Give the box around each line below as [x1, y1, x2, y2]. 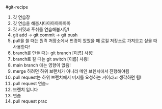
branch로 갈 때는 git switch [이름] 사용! [12, 56, 89, 62]
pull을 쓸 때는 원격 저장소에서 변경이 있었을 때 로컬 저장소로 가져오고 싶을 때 [12, 38, 158, 44]
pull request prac [12, 98, 48, 104]
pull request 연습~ [12, 81, 49, 86]
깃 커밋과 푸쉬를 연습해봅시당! [12, 26, 70, 32]
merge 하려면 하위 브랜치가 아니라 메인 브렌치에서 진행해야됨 [12, 68, 130, 74]
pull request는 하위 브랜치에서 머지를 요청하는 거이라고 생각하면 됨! [12, 74, 142, 80]
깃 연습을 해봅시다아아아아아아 [12, 21, 71, 26]
